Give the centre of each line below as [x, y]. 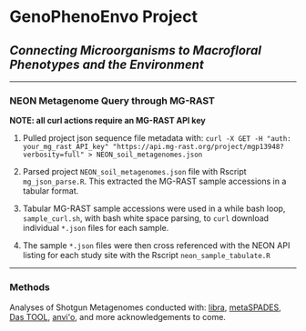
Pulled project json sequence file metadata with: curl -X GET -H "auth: [157, 138]
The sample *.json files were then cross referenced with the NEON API [156, 246]
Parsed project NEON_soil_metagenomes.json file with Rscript [135, 172]
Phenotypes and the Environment [107, 64]
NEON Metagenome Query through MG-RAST [112, 100]
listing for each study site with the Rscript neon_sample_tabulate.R [146, 256]
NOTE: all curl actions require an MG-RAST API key [108, 121]
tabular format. [51, 191]
